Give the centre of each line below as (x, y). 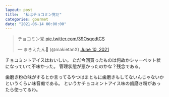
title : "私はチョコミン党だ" (34, 15)
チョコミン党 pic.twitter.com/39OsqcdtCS (61, 39)
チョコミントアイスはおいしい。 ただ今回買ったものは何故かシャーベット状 (83, 60)
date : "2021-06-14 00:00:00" (36, 24)
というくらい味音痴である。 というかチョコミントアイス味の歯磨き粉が (79, 83)
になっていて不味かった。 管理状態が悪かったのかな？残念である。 (74, 66)
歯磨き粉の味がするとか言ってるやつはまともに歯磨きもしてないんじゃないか (84, 77)
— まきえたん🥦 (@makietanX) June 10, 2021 (63, 50)
